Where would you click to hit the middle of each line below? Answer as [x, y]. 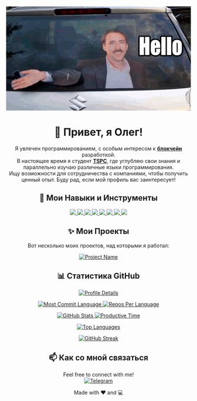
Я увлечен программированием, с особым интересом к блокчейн [98, 148]
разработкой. [98, 154]
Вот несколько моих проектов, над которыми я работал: [98, 245]
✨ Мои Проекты [98, 231]
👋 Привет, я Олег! [98, 132]
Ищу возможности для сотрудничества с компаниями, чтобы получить [98, 173]
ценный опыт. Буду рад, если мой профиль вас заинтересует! [98, 179]
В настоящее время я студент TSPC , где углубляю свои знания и [98, 161]
